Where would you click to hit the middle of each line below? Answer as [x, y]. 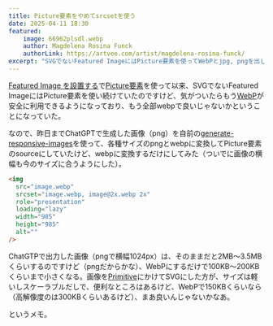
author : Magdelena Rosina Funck [78, 46]
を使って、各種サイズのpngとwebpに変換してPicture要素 [167, 143]
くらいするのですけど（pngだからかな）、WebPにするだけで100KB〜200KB [134, 266]
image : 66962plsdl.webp [63, 39]
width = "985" [36, 217]
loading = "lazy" [41, 209]
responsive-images [41, 143]
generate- [217, 133]
